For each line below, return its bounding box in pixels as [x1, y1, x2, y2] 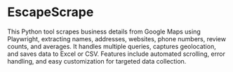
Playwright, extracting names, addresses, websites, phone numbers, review [7, 34, 227, 43]
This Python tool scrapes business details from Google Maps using [7, 27, 201, 36]
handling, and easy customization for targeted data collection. [7, 57, 187, 65]
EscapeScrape [7, 4, 94, 20]
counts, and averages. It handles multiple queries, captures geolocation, [7, 42, 216, 50]
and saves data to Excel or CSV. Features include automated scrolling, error [7, 50, 226, 58]
